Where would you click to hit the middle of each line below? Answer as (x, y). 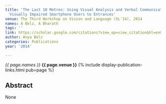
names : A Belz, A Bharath (32, 23)
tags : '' (14, 28)
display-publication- (122, 65)
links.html (15, 70)
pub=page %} (40, 70)
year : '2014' (19, 46)
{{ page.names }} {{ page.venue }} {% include (53, 65)
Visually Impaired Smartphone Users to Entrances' (63, 14)
